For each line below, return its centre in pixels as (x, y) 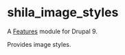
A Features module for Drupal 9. (53, 31)
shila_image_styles (63, 13)
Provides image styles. (39, 44)
